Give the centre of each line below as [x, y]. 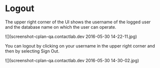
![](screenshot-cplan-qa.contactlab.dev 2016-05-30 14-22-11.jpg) [71, 36]
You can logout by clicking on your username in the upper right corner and [80, 46]
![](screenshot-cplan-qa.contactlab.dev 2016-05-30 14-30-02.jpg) [72, 60]
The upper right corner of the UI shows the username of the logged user [78, 22]
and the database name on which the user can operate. [61, 27]
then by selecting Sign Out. [32, 51]
